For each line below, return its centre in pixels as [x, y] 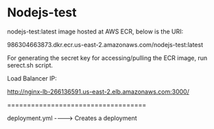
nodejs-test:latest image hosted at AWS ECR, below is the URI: [95, 31]
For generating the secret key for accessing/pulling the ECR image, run [107, 58]
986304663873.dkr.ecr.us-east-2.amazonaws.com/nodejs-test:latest [105, 44]
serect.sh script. [30, 65]
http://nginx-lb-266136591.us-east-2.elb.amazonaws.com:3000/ [98, 91]
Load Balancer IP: [32, 78]
